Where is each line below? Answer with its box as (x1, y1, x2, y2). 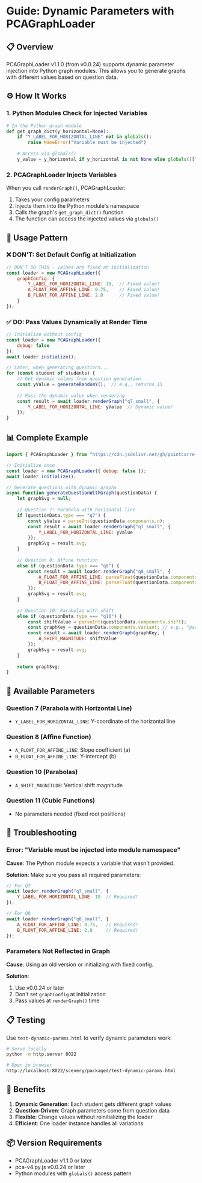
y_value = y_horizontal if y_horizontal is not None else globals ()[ (17, 156, 195, 162)
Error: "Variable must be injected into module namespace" (6, 846, 181, 854)
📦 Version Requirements (6, 1138, 102, 1148)
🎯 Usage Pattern (6, 233, 68, 243)
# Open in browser (6, 1062, 52, 1069)
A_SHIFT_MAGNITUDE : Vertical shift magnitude (14, 781, 123, 788)
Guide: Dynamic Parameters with (6, 4, 174, 18)
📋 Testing (6, 1015, 46, 1025)
